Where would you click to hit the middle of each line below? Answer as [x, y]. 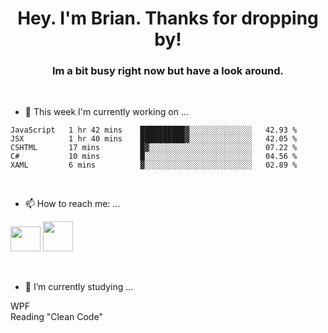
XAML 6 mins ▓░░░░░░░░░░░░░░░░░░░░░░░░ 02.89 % [154, 165]
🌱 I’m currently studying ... [79, 287]
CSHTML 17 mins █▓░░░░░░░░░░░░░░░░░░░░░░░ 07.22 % [154, 148]
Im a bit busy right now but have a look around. [168, 71]
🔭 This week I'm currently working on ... [107, 112]
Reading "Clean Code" [56, 317]
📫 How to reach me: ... [72, 204]
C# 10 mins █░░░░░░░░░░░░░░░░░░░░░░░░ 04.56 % [154, 157]
